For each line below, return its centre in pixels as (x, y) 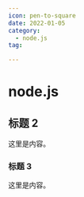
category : (25, 30)
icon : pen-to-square (42, 16)
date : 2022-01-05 (37, 23)
